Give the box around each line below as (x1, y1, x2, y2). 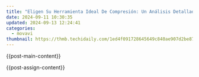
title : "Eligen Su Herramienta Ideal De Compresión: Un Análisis (6, 8, 171, 15)
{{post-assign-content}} (6, 64, 65, 71)
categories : (6, 25, 36, 31)
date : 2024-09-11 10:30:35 (6, 14, 73, 20)
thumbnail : (6, 36, 33, 42)
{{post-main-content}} (6, 53, 61, 59)
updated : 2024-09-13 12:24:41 (6, 20, 81, 25)
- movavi (11, 31, 33, 37)
